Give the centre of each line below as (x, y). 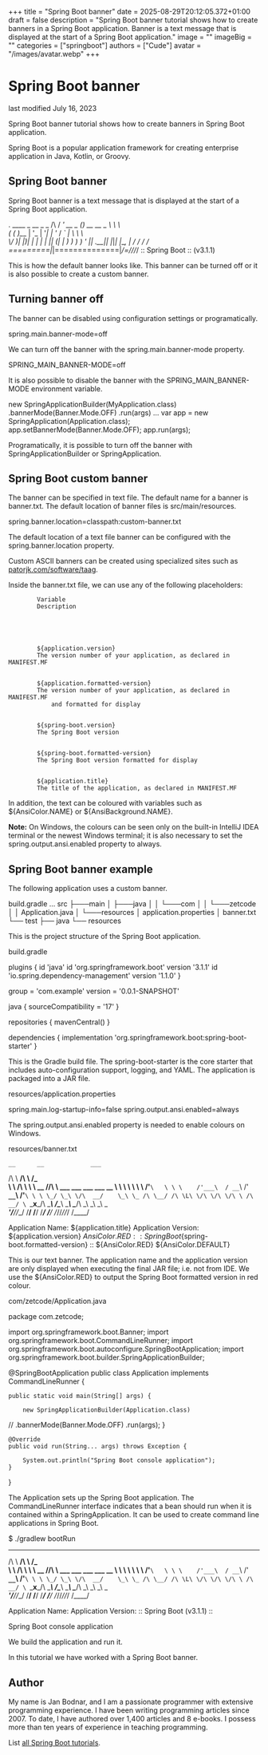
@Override (25, 1440)
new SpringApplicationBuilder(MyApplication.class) (93, 404)
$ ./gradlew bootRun (42, 1539)
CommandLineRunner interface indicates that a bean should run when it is (130, 1506)
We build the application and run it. (66, 1642)
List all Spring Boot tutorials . (55, 1743)
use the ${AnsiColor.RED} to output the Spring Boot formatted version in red (133, 1278)
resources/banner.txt (43, 1149)
